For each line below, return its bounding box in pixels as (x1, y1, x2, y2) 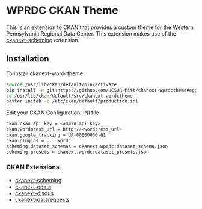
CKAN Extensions (6, 163, 60, 172)
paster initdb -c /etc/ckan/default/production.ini (6, 98, 138, 104)
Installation (6, 54, 49, 64)
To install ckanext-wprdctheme (6, 70, 83, 77)
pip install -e (6, 87, 44, 93)
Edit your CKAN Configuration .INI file (6, 109, 99, 116)
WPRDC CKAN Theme (6, 4, 118, 17)
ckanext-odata (14, 183, 52, 190)
